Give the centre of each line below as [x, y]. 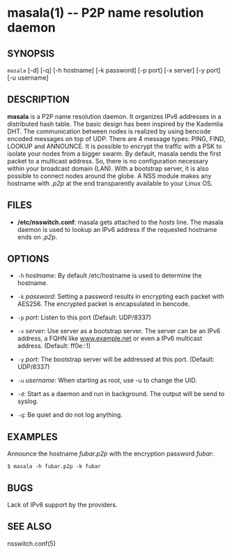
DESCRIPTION [38, 100]
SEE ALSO [30, 526]
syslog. [28, 401]
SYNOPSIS [31, 53]
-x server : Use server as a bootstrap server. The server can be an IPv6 [119, 331]
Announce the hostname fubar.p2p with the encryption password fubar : [111, 454]
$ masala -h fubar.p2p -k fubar [54, 467]
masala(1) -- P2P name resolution [106, 13]
